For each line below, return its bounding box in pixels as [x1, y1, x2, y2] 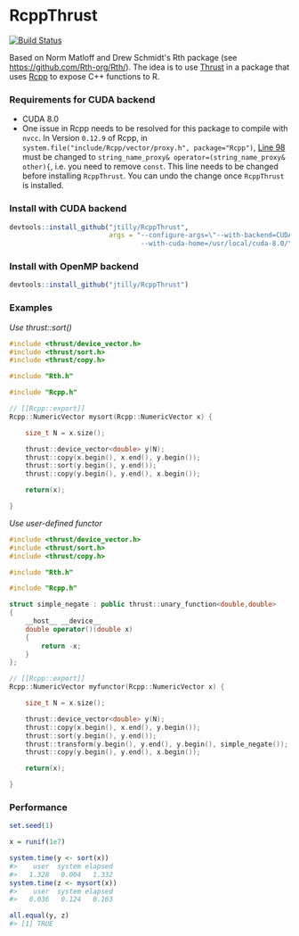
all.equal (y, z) [9, 911, 69, 920]
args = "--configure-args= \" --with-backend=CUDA [108, 231, 293, 240]
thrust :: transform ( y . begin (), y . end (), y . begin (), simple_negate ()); [25, 740, 289, 749]
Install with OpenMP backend [9, 261, 140, 273]
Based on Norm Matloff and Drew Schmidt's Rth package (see [9, 52, 238, 62]
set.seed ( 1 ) [9, 822, 53, 831]
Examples [9, 302, 53, 314]
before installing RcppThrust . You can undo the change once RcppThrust [21, 170, 285, 181]
